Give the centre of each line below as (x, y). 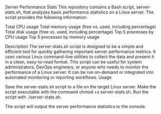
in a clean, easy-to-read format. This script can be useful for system (73, 62)
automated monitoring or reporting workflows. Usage (58, 77)
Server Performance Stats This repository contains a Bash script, (70, 7)
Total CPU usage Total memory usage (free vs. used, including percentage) (81, 27)
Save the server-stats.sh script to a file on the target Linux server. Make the (81, 87)
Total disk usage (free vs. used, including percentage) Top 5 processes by (80, 32)
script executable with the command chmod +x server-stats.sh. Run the (77, 92)
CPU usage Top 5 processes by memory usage (52, 37)
